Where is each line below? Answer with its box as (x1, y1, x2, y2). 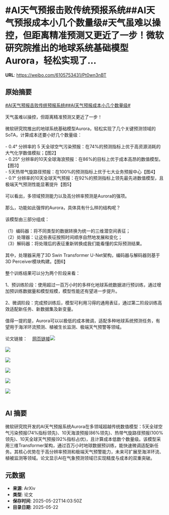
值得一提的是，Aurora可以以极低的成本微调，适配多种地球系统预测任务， (5, 317, 156, 324)
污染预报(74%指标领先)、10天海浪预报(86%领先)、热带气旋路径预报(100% (9, 429, 163, 436)
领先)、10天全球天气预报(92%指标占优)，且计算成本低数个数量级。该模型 (5, 436, 157, 442)
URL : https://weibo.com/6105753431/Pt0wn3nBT (5, 72, 107, 78)
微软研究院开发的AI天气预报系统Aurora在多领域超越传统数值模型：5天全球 (5, 423, 158, 429)
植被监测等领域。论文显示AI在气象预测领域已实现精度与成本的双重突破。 (5, 455, 155, 461)
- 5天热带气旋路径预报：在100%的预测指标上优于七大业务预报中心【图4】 (5, 168, 158, 174)
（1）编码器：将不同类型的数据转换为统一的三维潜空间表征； (5, 228, 131, 234)
